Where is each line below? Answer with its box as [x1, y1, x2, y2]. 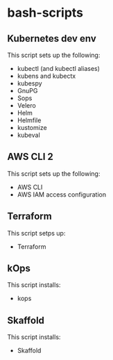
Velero [17, 101, 36, 109]
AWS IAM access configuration [17, 190, 106, 199]
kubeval [17, 131, 40, 139]
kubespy [17, 79, 43, 88]
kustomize [17, 124, 47, 131]
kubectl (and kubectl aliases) [17, 65, 101, 72]
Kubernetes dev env [7, 33, 96, 44]
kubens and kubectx [17, 72, 76, 80]
